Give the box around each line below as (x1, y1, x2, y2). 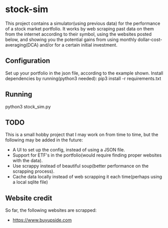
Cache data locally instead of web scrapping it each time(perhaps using (12, 174, 162, 180)
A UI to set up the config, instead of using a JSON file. (12, 147, 125, 153)
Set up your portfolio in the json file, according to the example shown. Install (5, 70, 163, 76)
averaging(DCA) (5, 42, 39, 48)
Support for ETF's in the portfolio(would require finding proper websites (12, 152, 162, 158)
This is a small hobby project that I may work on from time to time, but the (5, 132, 158, 138)
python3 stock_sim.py (5, 103, 51, 109)
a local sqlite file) (12, 179, 48, 185)
